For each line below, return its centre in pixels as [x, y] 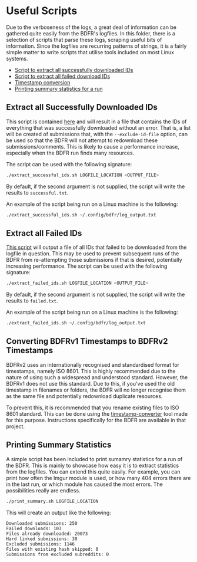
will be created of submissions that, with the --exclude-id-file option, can [97, 134]
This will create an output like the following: [59, 512]
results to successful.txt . [37, 192]
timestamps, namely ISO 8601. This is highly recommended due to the [91, 371]
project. [16, 426]
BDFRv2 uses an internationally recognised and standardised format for [93, 364]
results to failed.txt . [32, 301]
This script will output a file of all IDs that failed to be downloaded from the [96, 247]
